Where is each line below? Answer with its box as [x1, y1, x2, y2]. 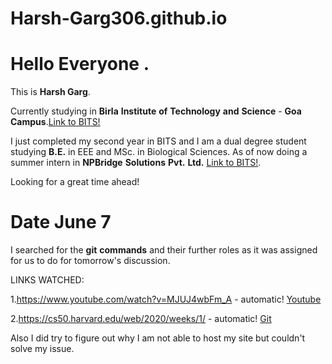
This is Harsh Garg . [10, 86, 91, 98]
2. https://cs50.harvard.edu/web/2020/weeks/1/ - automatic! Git [10, 313, 272, 325]
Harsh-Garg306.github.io [10, 7, 228, 30]
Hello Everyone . [10, 53, 150, 76]
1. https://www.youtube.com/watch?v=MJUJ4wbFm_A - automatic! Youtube [10, 293, 322, 306]
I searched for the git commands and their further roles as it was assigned [10, 244, 318, 256]
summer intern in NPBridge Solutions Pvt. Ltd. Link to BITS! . [10, 157, 262, 169]
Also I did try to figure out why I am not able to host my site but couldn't [10, 332, 306, 344]
